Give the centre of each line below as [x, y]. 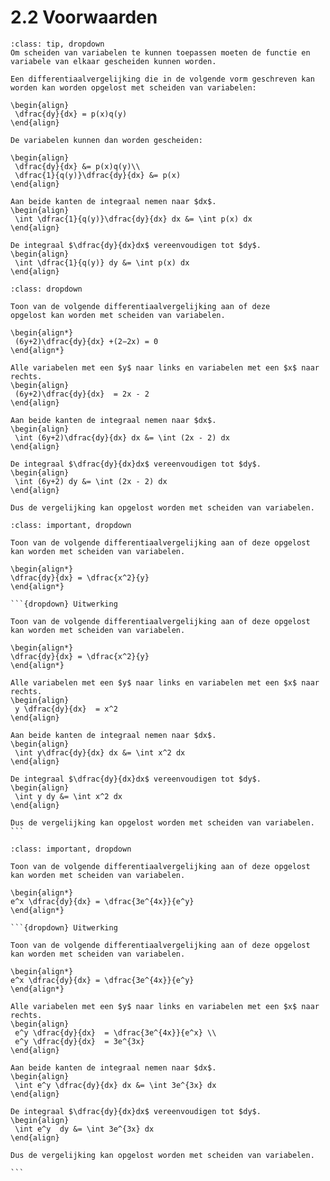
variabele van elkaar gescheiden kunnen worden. [113, 61]
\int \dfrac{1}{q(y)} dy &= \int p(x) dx [102, 262]
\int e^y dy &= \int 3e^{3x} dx [84, 1129]
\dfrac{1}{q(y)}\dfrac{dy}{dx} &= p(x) [98, 175]
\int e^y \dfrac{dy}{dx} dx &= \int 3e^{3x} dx [115, 1085]
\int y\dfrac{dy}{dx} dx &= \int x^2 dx [100, 752]
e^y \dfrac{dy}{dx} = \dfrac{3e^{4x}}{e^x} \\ [115, 1032]
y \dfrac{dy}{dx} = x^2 [66, 709]
